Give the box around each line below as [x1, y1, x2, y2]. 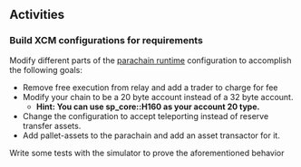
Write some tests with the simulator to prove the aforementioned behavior [9, 147, 285, 158]
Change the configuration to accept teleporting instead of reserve [22, 110, 269, 121]
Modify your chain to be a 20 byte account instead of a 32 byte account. [22, 91, 294, 102]
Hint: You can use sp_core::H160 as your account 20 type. [35, 101, 260, 112]
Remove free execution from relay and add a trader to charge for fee [22, 81, 278, 93]
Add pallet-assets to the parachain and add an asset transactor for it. [22, 130, 281, 141]
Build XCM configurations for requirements [9, 34, 204, 47]
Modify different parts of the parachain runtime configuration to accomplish [9, 54, 292, 66]
